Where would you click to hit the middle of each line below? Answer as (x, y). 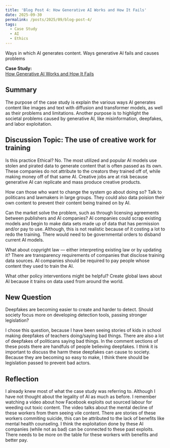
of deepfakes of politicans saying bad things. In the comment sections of (82, 341)
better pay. (17, 440)
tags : (11, 24)
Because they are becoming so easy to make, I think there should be (77, 358)
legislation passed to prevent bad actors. (48, 363)
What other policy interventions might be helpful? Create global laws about (84, 276)
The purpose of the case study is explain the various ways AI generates (80, 102)
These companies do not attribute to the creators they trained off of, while (83, 171)
